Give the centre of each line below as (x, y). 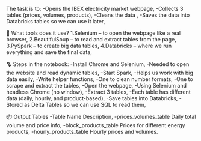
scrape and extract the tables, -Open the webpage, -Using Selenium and (97, 85)
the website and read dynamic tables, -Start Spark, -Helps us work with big (100, 73)
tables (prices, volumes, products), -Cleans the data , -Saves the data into (98, 15)
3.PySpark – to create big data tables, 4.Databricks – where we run (89, 46)
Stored (14, 105)
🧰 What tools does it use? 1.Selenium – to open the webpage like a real (94, 33)
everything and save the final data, (49, 52)
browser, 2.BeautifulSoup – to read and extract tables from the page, (91, 39)
